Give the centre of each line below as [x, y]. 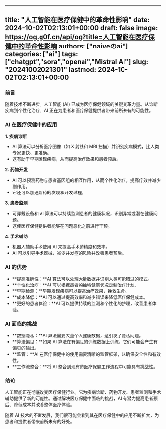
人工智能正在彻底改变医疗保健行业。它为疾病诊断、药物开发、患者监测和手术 [83, 392]
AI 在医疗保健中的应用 [31, 124]
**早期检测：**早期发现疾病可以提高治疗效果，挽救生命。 [71, 291]
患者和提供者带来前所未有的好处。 [40, 421]
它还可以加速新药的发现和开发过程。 [49, 192]
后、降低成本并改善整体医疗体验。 [40, 404]
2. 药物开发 [17, 169]
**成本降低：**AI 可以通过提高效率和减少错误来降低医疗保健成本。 [80, 297]
